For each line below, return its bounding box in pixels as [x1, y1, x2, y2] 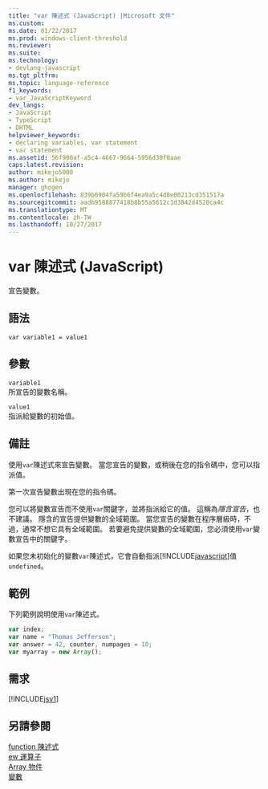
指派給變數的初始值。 [8, 411, 79, 421]
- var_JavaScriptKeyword [8, 94, 91, 102]
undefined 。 [8, 561, 48, 571]
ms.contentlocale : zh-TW [8, 214, 91, 222]
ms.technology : [8, 57, 59, 65]
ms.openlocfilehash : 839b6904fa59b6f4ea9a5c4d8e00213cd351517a [8, 190, 225, 199]
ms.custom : [8, 19, 45, 27]
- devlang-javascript [8, 64, 81, 72]
